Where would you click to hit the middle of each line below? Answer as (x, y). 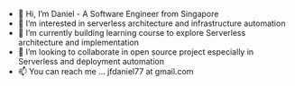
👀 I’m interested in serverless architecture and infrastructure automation (152, 23)
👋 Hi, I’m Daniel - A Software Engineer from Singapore (118, 14)
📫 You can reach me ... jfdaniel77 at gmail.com (106, 71)
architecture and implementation (78, 42)
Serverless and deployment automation (91, 61)
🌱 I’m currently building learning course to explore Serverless (132, 33)
